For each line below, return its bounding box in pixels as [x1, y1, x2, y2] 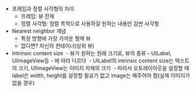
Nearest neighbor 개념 [11, 27, 67, 34]
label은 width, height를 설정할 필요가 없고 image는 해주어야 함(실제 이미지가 [11, 72, 191, 79]
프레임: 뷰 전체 [20, 12, 55, 20]
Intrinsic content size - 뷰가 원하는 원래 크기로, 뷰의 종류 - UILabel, [11, 50, 172, 56]
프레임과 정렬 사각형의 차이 [11, 5, 74, 12]
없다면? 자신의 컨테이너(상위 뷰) [20, 42, 95, 49]
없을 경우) [11, 80, 35, 86]
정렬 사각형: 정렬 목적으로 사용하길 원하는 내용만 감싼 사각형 [20, 20, 160, 27]
